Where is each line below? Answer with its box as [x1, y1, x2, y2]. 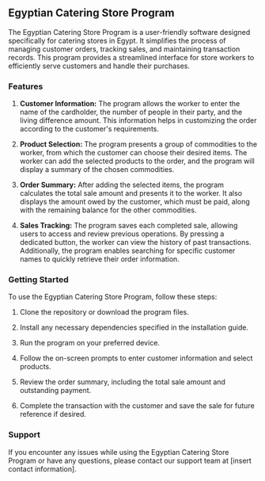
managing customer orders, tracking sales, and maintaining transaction [8, 44, 240, 54]
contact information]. [8, 464, 77, 474]
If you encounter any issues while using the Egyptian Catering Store [8, 447, 229, 456]
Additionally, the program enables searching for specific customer [19, 246, 236, 256]
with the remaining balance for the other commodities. [19, 205, 197, 215]
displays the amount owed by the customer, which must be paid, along [19, 197, 251, 207]
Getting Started [8, 274, 69, 285]
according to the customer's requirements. [19, 124, 160, 134]
